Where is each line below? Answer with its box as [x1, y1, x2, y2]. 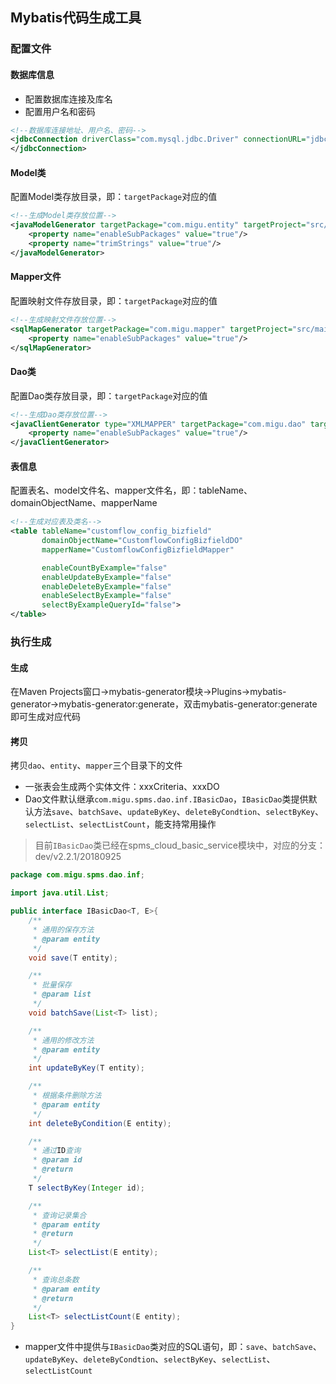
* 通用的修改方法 [32, 1035, 95, 1045]
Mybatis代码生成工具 [10, 9, 142, 27]
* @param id [32, 1155, 83, 1165]
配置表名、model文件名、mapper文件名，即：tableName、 [10, 484, 253, 497]
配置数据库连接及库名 [24, 93, 113, 105]
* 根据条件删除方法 [32, 1091, 102, 1101]
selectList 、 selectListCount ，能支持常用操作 [24, 818, 217, 830]
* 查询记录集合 [32, 1210, 87, 1220]
